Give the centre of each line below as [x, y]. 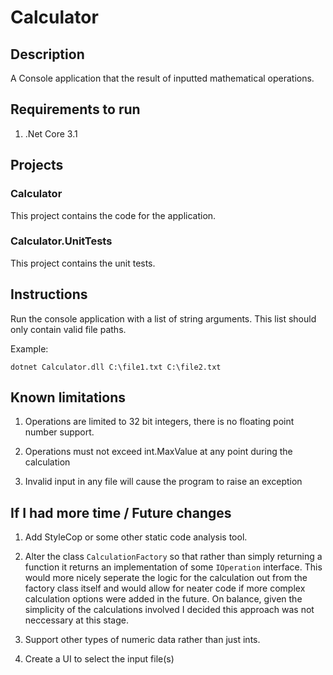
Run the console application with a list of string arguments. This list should [163, 318]
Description [47, 54]
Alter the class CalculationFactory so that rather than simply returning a [173, 557]
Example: [29, 348]
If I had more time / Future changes [121, 512]
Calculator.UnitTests [61, 241]
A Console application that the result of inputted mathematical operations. [162, 78]
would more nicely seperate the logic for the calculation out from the [166, 578]
